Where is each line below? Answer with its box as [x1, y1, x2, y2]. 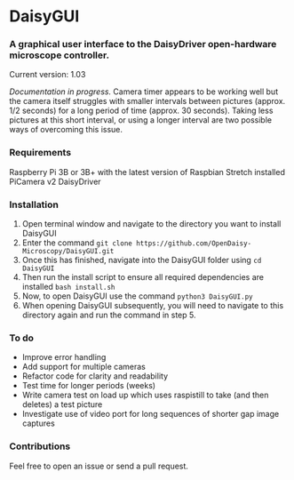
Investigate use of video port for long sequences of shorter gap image [21, 409, 280, 420]
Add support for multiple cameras [21, 362, 147, 372]
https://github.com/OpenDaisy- [136, 239, 252, 248]
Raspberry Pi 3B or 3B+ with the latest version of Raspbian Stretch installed [9, 166, 286, 177]
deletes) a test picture [21, 399, 103, 410]
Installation [9, 198, 60, 211]
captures [21, 418, 55, 428]
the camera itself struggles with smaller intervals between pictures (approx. [9, 96, 286, 107]
